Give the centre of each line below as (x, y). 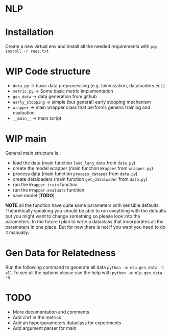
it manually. (17, 232)
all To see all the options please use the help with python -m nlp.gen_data (84, 272)
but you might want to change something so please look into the (73, 216)
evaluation (23, 113)
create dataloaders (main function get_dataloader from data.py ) (80, 179)
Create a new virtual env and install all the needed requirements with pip (81, 46)
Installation (30, 32)
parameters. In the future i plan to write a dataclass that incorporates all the (84, 222)
